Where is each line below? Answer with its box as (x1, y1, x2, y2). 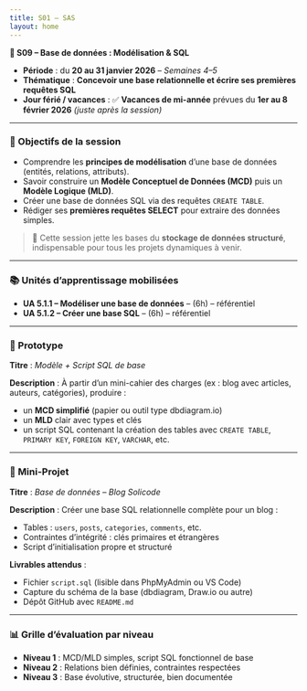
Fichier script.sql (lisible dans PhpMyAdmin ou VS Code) (22, 577, 242, 588)
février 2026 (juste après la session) (22, 104, 163, 115)
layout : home (9, 22, 59, 31)
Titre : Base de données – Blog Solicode (9, 486, 162, 497)
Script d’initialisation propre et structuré (22, 541, 173, 552)
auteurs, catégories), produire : (9, 388, 127, 399)
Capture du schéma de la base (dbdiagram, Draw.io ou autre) (22, 586, 253, 597)
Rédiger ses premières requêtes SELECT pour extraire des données (22, 205, 281, 216)
